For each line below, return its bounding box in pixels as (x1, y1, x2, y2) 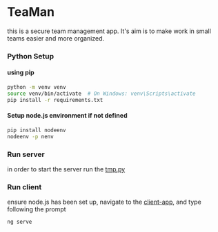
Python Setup (7, 51, 54, 61)
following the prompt (7, 205, 67, 213)
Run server (7, 149, 45, 159)
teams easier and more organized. (7, 34, 105, 42)
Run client (7, 182, 42, 191)
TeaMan (7, 4, 55, 20)
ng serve (7, 218, 32, 226)
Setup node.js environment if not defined (7, 112, 128, 120)
